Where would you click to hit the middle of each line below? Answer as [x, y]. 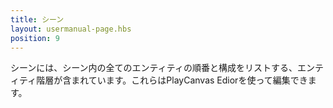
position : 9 [35, 38]
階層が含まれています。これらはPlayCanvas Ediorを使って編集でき [172, 80]
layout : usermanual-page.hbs [71, 29]
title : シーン [37, 19]
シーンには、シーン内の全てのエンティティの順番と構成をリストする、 [154, 68]
